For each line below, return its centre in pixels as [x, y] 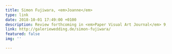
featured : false [23, 34]
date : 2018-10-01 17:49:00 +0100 [41, 20]
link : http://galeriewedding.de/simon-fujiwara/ [58, 29]
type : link [17, 15]
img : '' [14, 39]
